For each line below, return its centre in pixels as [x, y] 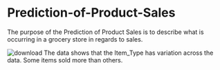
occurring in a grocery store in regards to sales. [75, 39]
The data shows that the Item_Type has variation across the [129, 53]
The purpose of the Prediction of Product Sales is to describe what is [106, 32]
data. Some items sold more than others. [65, 60]
